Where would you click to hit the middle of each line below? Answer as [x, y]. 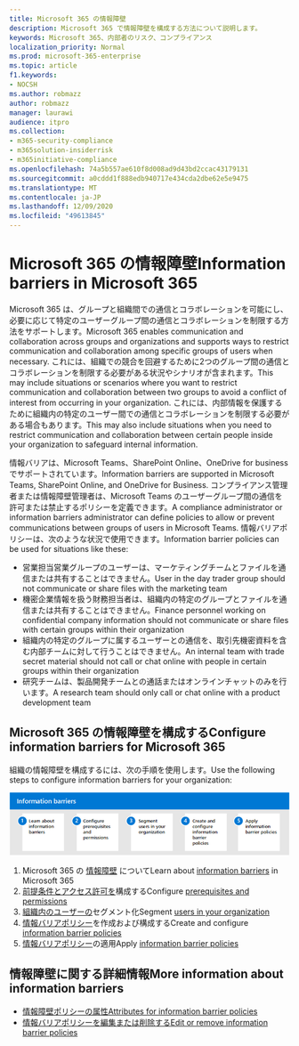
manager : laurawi [41, 113]
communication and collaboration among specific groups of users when [141, 351]
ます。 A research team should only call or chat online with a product [155, 692]
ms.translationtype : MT [53, 188]
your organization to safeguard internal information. [104, 444]
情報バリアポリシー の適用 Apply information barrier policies [130, 944]
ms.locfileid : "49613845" [57, 216]
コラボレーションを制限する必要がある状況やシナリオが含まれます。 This [141, 372]
